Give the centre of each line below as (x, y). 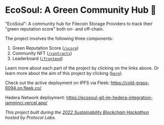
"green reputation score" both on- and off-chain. (55, 29)
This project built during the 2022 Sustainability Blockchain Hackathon (77, 112)
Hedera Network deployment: (35, 97)
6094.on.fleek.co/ (23, 88)
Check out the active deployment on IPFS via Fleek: (57, 83)
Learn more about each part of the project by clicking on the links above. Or (82, 68)
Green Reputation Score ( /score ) (45, 48)
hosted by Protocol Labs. (31, 117)
